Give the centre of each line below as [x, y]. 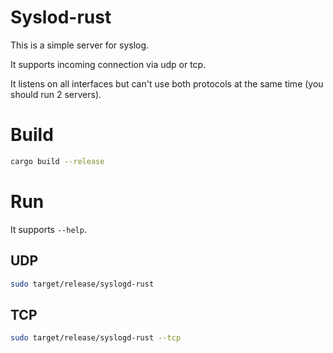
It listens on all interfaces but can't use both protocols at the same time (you [167, 83]
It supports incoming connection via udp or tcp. [108, 64]
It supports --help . [48, 229]
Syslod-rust [61, 17]
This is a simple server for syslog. [80, 45]
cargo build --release [57, 161]
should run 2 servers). [56, 94]
